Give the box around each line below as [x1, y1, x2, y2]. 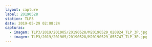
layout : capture [5, 7, 38, 12]
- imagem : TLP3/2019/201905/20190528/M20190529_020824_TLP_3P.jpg [9, 30, 148, 35]
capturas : [5, 25, 25, 30]
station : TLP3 [5, 16, 34, 21]
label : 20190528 [5, 12, 38, 17]
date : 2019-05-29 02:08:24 [5, 21, 60, 26]
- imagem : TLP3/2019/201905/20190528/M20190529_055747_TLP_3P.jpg [9, 35, 148, 40]
